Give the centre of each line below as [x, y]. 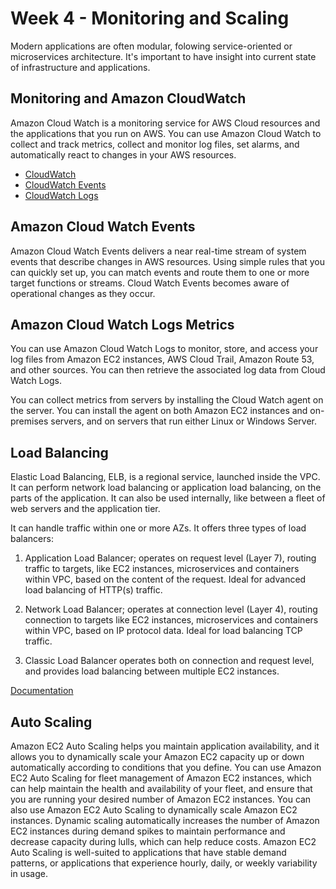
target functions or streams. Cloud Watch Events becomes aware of [150, 283]
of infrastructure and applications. [80, 67]
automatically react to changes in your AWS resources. [123, 154]
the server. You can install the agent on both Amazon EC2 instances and [159, 411]
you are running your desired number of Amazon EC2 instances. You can [161, 799]
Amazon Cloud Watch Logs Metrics [122, 324]
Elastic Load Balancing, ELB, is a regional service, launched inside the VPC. [165, 477]
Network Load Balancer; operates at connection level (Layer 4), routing [171, 609]
